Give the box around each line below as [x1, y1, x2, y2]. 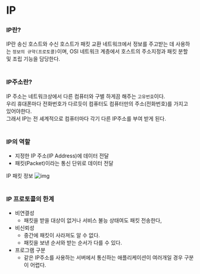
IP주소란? [6, 78, 33, 86]
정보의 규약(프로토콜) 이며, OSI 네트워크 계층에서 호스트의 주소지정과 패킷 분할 [12, 48, 189, 55]
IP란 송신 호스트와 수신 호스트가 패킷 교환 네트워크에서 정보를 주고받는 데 [6, 40, 174, 48]
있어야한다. [6, 108, 32, 115]
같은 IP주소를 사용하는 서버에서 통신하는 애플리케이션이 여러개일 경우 [23, 254, 183, 262]
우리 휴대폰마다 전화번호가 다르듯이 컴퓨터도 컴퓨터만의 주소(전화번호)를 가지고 [6, 100, 189, 107]
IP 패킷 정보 [6, 172, 34, 179]
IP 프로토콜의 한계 [6, 195, 55, 203]
